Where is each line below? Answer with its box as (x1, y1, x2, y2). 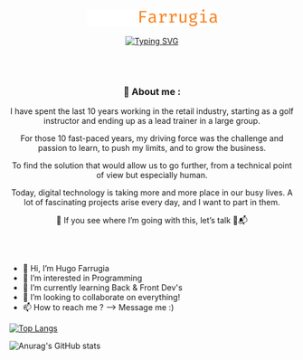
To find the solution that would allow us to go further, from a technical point (12, 160, 292, 171)
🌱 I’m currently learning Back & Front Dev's (22, 282, 183, 293)
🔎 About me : (123, 85, 181, 98)
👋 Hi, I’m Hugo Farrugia (22, 263, 110, 274)
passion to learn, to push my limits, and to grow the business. (37, 143, 267, 154)
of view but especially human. (96, 170, 208, 181)
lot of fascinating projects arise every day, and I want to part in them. (24, 197, 280, 208)
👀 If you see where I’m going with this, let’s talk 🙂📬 (55, 215, 249, 226)
